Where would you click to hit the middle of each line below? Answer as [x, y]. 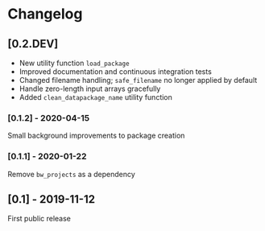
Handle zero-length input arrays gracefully [90, 89]
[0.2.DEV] [33, 44]
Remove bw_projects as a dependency [72, 174]
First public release [39, 219]
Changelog [45, 14]
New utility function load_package [74, 63]
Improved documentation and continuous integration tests [116, 72]
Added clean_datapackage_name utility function [95, 97]
